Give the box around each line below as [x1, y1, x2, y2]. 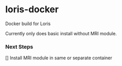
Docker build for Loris [5, 20, 51, 27]
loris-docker [5, 4, 59, 15]
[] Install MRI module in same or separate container [5, 55, 113, 61]
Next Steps [5, 43, 34, 50]
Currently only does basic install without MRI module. [5, 30, 117, 36]
